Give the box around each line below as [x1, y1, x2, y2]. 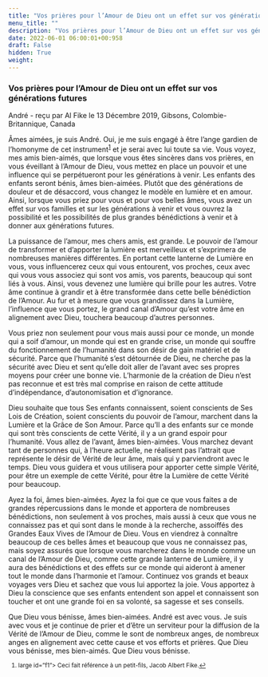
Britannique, [8, 119, 49, 129]
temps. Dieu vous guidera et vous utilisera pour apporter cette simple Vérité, [8, 462, 259, 472]
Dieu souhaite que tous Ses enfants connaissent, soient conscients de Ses [8, 402, 254, 412]
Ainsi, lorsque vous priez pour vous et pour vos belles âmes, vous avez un [8, 195, 253, 204]
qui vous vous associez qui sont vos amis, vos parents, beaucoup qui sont [8, 270, 253, 279]
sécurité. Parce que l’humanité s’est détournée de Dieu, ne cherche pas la [8, 353, 251, 363]
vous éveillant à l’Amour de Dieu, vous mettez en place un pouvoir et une [8, 161, 247, 171]
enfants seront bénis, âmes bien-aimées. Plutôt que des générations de [8, 178, 243, 188]
